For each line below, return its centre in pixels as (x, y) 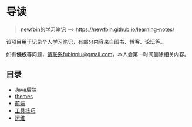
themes (24, 96)
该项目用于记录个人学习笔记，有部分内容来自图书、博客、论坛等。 (86, 42)
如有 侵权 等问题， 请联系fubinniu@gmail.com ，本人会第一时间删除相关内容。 (98, 54)
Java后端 (26, 90)
